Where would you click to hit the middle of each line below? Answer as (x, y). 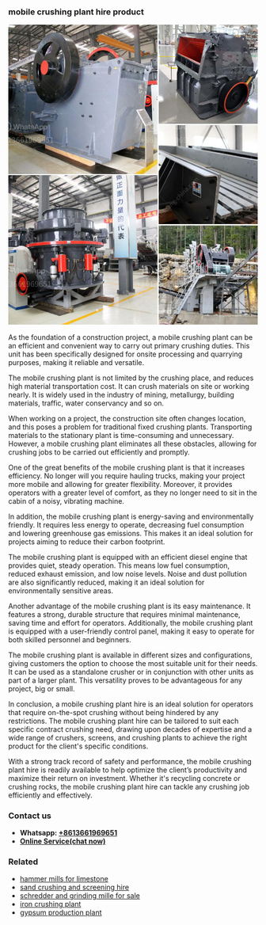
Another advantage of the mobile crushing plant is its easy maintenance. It (129, 606)
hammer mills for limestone (64, 879)
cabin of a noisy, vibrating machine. (66, 501)
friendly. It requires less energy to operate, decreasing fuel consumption (126, 524)
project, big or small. (42, 688)
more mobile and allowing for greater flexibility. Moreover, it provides (120, 484)
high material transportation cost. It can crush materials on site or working (129, 386)
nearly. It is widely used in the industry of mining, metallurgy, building (122, 394)
